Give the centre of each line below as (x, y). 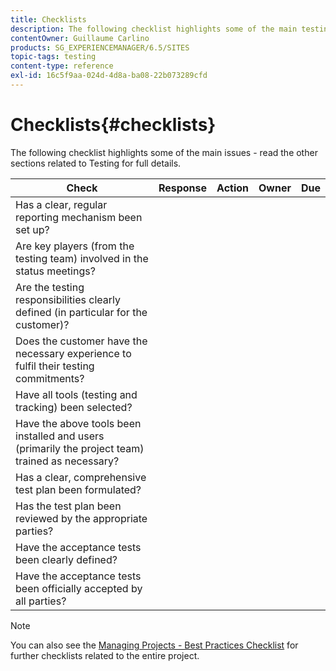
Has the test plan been (68, 506)
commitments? (50, 378)
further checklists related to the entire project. (105, 655)
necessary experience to (73, 353)
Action (233, 188)
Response (183, 188)
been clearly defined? (66, 559)
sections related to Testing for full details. (96, 163)
